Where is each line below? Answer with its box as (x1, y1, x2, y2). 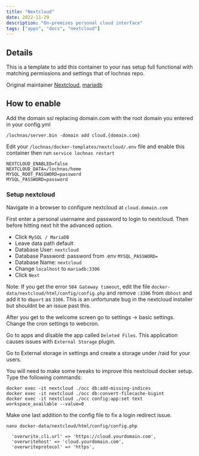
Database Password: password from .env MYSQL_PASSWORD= (14, 252, 158, 260)
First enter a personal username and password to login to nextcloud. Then (6, 216, 189, 223)
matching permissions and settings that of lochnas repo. (6, 70, 145, 77)
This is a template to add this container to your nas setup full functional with (6, 63, 193, 71)
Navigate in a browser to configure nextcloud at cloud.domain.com (6, 204, 168, 211)
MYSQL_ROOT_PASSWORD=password (6, 171, 82, 177)
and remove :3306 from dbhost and (106, 289, 192, 296)
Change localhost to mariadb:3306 (14, 265, 100, 273)
